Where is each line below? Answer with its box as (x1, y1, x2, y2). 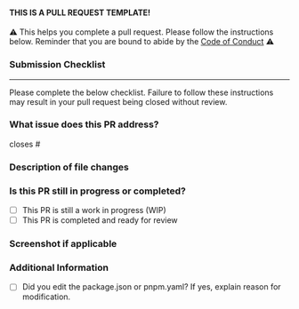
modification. (21, 291, 71, 302)
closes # (9, 139, 41, 149)
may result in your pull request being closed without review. (9, 96, 228, 107)
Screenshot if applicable (9, 238, 117, 250)
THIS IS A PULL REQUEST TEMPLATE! (9, 7, 151, 18)
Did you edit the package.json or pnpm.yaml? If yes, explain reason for (21, 281, 282, 292)
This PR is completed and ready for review (21, 215, 178, 226)
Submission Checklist (9, 59, 106, 71)
